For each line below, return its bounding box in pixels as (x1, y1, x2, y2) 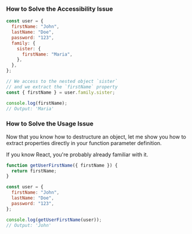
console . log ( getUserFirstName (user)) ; (6, 217, 102, 223)
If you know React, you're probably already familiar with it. (6, 150, 148, 158)
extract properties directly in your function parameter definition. (6, 139, 162, 146)
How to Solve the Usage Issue (6, 120, 94, 128)
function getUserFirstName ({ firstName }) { (6, 162, 118, 168)
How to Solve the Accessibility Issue (6, 5, 113, 13)
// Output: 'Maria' (6, 105, 55, 111)
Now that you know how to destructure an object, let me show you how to (6, 133, 187, 140)
